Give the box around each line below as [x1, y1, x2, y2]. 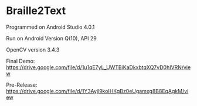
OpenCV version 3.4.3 [6, 46, 60, 53]
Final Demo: [6, 57, 35, 64]
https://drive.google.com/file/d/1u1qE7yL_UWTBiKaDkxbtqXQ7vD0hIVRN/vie [6, 63, 191, 71]
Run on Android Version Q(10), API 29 [6, 35, 97, 42]
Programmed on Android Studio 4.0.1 [6, 23, 95, 30]
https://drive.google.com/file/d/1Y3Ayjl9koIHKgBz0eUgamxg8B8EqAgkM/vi [6, 87, 189, 94]
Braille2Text [6, 4, 66, 18]
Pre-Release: [6, 81, 38, 88]
